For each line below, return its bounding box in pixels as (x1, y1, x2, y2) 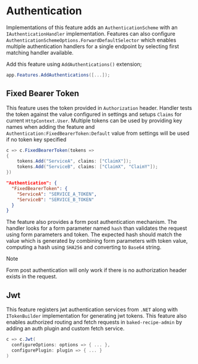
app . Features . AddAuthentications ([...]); (6, 72, 111, 78)
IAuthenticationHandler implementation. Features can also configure (6, 30, 175, 37)
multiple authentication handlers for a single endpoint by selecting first (6, 43, 180, 50)
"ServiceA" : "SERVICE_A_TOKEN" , (17, 191, 97, 197)
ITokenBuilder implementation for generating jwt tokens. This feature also (6, 312, 187, 319)
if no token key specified (6, 135, 67, 143)
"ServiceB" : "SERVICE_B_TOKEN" (17, 197, 95, 202)
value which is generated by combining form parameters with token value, (6, 238, 188, 245)
